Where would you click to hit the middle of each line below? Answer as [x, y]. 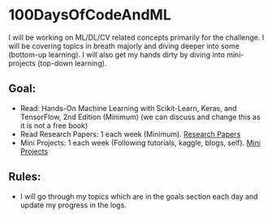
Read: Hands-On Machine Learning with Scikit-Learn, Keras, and [128, 108]
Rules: [25, 177]
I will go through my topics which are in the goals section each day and [139, 196]
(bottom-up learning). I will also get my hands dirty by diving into [117, 54]
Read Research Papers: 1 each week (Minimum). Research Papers [130, 134]
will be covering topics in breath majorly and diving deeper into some [124, 45]
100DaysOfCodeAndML [90, 15]
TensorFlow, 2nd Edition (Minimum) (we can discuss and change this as [140, 117]
